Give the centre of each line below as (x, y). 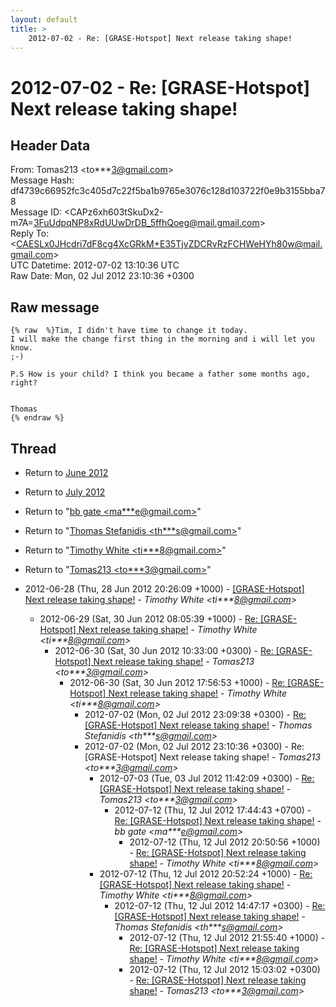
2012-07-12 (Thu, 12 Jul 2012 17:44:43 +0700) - (213, 810)
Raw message (55, 307)
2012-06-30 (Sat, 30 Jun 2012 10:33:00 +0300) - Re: (164, 650)
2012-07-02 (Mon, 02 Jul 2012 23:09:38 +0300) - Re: (195, 714)
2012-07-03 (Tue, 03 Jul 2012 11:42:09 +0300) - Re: (207, 778)
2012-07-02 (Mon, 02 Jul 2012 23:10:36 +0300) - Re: (194, 746)
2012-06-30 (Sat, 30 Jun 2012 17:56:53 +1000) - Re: (177, 682)
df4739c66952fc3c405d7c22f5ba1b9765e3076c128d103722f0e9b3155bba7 (168, 191)
